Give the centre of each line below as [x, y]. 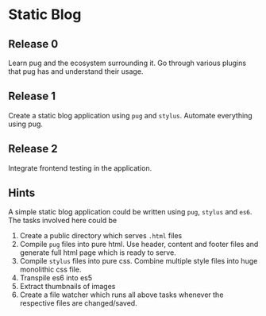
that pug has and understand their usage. [76, 71]
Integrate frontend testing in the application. [80, 168]
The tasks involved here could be [63, 221]
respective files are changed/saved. [78, 303]
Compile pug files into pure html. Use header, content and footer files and [139, 245]
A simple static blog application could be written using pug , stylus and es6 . [130, 212]
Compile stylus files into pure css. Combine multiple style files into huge [139, 261]
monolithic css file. [50, 270]
